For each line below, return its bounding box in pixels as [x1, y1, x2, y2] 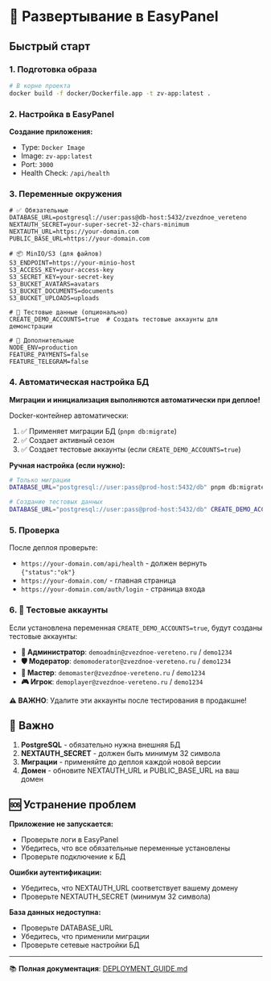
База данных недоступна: [9, 908, 101, 917]
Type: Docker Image [20, 142, 85, 152]
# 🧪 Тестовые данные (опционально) [9, 308, 129, 317]
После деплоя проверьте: [9, 543, 98, 553]
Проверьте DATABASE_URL [20, 923, 113, 933]
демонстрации [9, 323, 53, 331]
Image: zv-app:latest [20, 151, 93, 161]
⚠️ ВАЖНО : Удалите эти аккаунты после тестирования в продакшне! [9, 695, 248, 705]
